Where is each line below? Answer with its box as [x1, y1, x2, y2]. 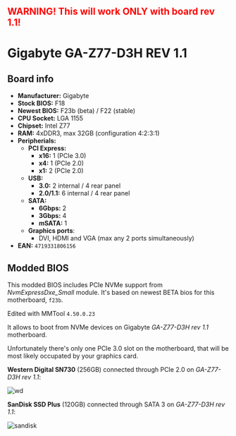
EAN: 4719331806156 [17, 241, 76, 250]
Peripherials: [17, 137, 56, 145]
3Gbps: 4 [38, 212, 67, 220]
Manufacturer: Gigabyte [17, 92, 89, 100]
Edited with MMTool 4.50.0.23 [7, 310, 95, 318]
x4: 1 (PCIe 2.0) [38, 159, 85, 168]
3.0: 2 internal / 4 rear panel [38, 181, 121, 190]
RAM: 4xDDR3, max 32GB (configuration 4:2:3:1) [17, 129, 160, 138]
